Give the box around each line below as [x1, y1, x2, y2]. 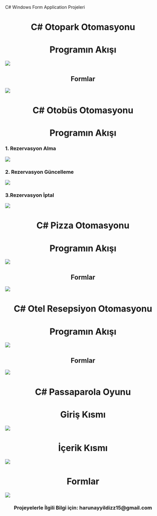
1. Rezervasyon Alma [5, 145, 56, 152]
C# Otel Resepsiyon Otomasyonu [13, 303, 153, 314]
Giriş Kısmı [60, 409, 106, 420]
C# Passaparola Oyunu [35, 386, 131, 398]
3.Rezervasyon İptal [5, 192, 54, 199]
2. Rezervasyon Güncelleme [5, 168, 74, 175]
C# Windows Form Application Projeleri [5, 4, 85, 10]
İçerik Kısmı [58, 443, 108, 454]
